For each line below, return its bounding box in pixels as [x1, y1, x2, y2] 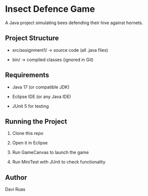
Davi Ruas [5, 186, 26, 193]
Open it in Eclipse [12, 140, 48, 146]
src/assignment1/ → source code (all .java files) [12, 47, 108, 53]
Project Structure [5, 34, 59, 42]
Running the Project [5, 117, 67, 126]
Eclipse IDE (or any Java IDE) [12, 94, 71, 99]
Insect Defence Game [5, 3, 95, 15]
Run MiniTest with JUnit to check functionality [12, 159, 106, 165]
